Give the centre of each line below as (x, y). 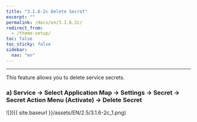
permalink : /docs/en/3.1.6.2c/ (44, 22)
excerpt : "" (21, 17)
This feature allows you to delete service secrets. (65, 77)
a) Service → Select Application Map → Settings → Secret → (93, 93)
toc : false (19, 39)
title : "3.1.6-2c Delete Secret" (47, 11)
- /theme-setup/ (31, 33)
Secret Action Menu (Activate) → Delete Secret (74, 100)
